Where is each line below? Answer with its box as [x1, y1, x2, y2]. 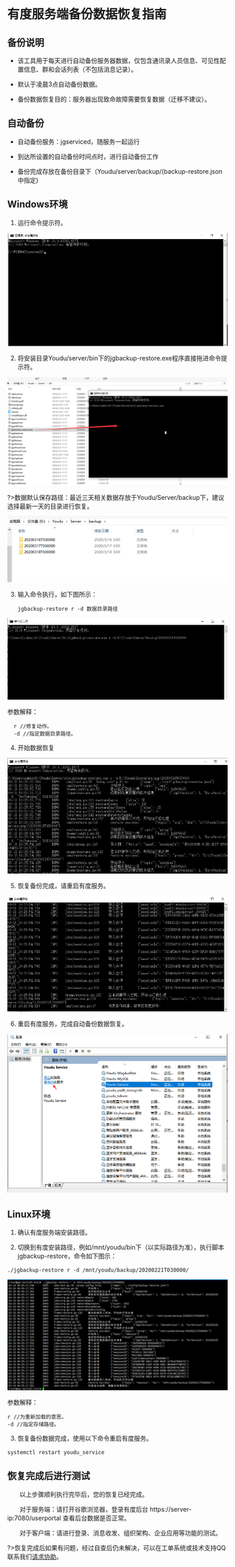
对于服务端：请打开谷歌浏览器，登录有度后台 [19, 1505, 148, 1513]
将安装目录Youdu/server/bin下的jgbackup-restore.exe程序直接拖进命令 [17, 353, 222, 362]
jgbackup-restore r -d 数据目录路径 [17, 606, 118, 613]
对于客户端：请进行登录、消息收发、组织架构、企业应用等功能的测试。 [19, 1528, 222, 1537]
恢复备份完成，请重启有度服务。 [17, 881, 110, 890]
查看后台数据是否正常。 [62, 1514, 131, 1522]
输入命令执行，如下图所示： [17, 590, 98, 599]
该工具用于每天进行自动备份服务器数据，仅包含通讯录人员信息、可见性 [17, 57, 220, 65]
